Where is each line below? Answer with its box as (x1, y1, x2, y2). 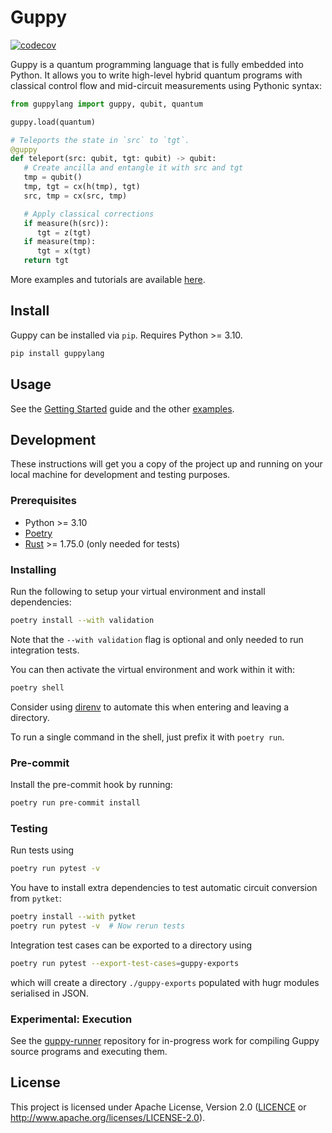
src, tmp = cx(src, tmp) (23, 191, 128, 201)
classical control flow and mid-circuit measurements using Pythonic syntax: (10, 79, 322, 91)
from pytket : (10, 892, 62, 905)
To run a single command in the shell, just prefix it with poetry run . (10, 731, 285, 743)
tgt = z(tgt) (36, 227, 92, 238)
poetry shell (10, 682, 65, 693)
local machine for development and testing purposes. (10, 469, 231, 481)
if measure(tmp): (23, 237, 97, 247)
